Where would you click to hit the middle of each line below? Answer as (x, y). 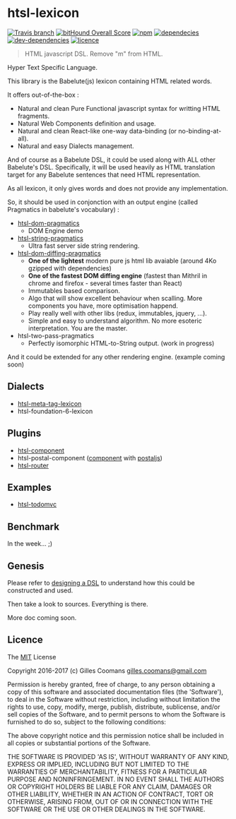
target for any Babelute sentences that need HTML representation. (104, 174)
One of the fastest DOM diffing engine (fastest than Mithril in (118, 275)
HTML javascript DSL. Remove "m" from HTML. (94, 54)
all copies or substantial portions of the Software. (79, 743)
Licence (25, 640)
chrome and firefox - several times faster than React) (105, 283)
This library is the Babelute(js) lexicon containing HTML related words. (110, 81)
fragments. (34, 116)
